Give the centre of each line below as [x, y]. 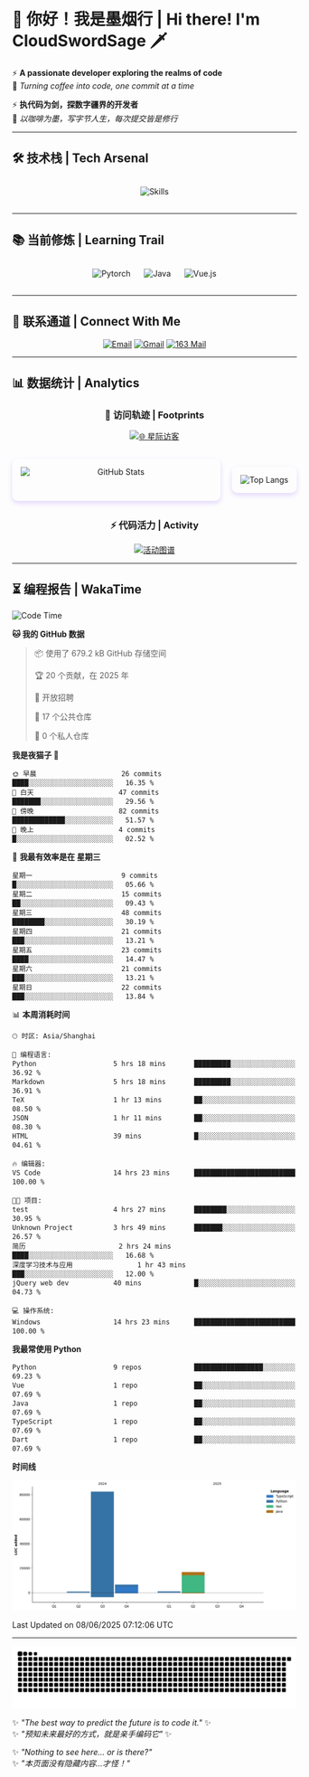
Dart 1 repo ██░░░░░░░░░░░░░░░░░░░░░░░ [154, 1440]
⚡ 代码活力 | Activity [154, 525]
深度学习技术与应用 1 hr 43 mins [99, 1265]
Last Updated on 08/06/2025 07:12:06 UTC [93, 1625]
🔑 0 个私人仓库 [61, 736]
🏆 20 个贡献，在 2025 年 [81, 676]
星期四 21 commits [87, 932]
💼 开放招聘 [54, 697]
